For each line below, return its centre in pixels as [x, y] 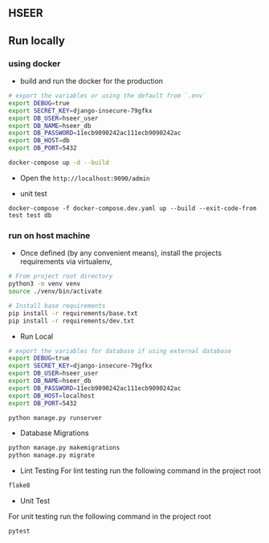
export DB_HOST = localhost [51, 396]
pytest [19, 531]
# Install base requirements [57, 306]
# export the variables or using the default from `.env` [107, 96]
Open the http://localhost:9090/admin [85, 178]
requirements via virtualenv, [66, 261]
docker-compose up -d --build [59, 163]
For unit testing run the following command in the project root [110, 516]
